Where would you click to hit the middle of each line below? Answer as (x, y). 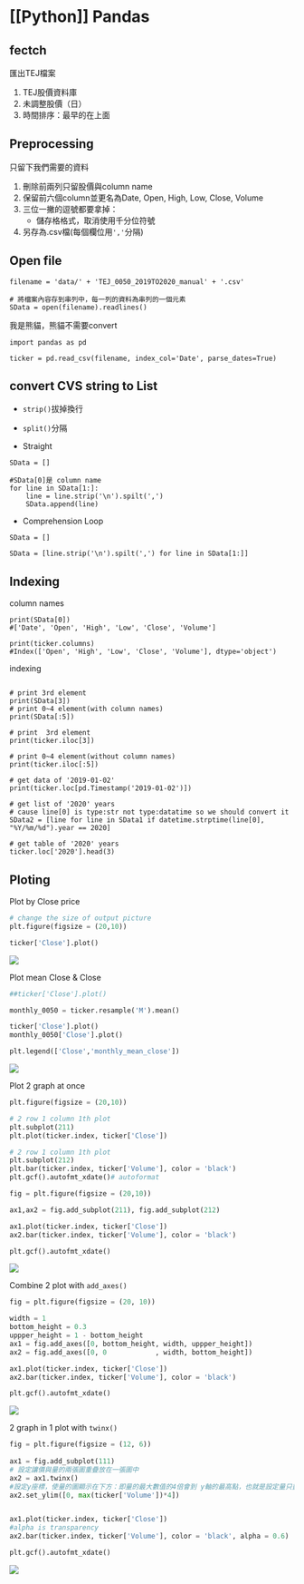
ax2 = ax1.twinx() (44, 1478)
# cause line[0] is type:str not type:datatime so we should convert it (149, 812)
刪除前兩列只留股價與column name (87, 186)
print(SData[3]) (40, 701)
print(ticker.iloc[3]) (52, 741)
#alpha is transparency (54, 1528)
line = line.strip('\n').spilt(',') (95, 496)
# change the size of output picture (81, 918)
